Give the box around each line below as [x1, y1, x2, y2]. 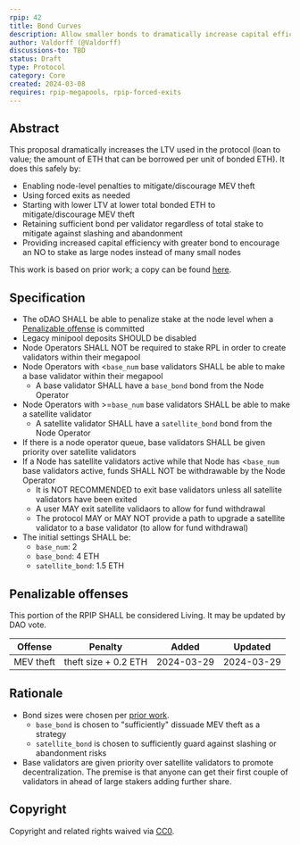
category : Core [9, 71, 66, 80]
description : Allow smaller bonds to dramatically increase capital [9, 29, 270, 38]
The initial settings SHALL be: [21, 532, 131, 543]
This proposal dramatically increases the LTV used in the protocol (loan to [9, 145, 281, 155]
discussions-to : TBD [9, 46, 87, 55]
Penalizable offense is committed [21, 323, 145, 335]
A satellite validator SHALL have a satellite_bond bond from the [35, 418, 272, 429]
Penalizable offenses [9, 586, 129, 601]
